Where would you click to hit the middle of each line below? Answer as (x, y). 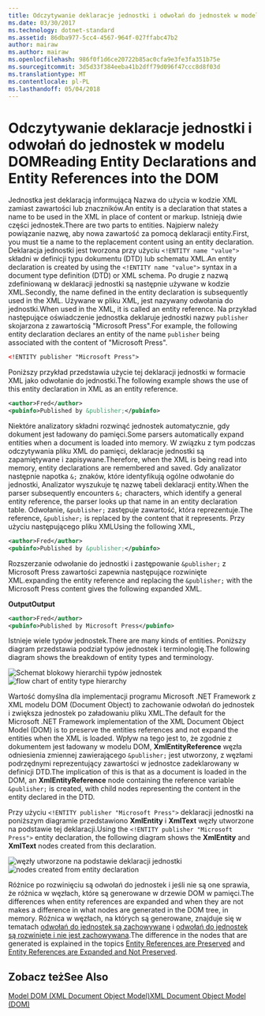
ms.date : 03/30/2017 (42, 23)
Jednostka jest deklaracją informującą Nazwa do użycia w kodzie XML (123, 200)
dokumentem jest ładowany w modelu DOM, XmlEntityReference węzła (125, 747)
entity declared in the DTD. (52, 797)
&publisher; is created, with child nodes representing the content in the (124, 789)
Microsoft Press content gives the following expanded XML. (105, 588)
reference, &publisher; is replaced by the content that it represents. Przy (127, 518)
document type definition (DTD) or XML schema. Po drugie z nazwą (118, 276)
